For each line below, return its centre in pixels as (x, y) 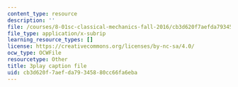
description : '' (31, 20)
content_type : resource (42, 14)
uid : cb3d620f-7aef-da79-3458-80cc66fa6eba (73, 72)
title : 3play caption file (47, 66)
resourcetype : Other (38, 60)
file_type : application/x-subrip (57, 33)
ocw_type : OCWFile (34, 53)
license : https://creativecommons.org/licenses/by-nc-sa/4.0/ (101, 46)
